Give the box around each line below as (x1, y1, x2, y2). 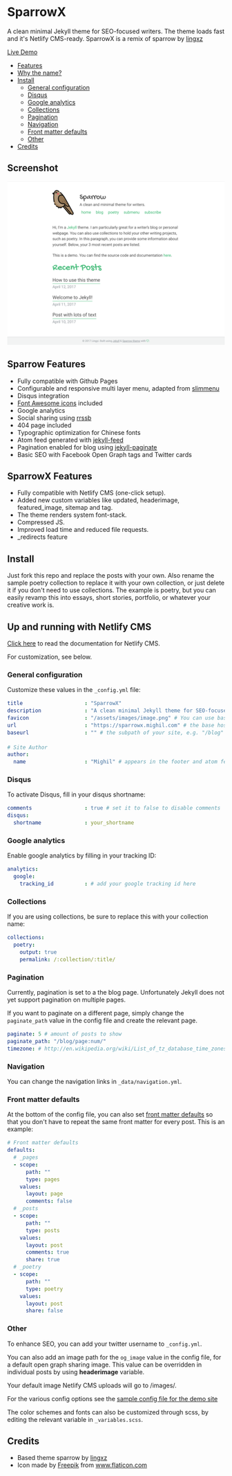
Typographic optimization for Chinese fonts (17, 428, 141, 436)
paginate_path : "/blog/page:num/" (7, 1038, 107, 1044)
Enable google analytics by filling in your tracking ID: (7, 851, 157, 860)
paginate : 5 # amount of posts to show (7, 1031, 122, 1038)
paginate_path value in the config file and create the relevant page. (7, 1016, 198, 1025)
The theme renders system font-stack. (17, 510, 127, 519)
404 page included (17, 420, 72, 429)
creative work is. (7, 601, 55, 610)
